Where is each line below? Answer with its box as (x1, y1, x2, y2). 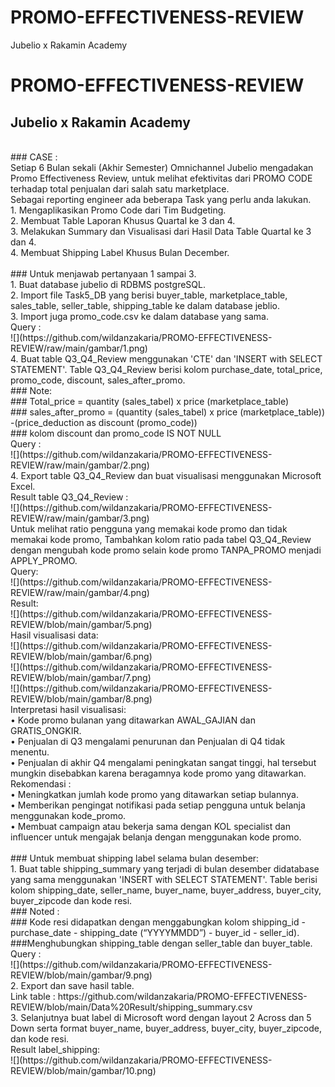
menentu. (10, 746, 50, 758)
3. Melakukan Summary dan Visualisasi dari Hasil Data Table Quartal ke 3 (10, 225, 312, 237)
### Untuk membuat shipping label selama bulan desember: (10, 852, 260, 864)
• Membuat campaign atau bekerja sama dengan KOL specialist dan (10, 820, 291, 832)
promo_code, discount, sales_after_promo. (10, 374, 186, 386)
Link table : (10, 990, 56, 1002)
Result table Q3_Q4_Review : (10, 491, 129, 503)
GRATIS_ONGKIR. (10, 724, 82, 736)
